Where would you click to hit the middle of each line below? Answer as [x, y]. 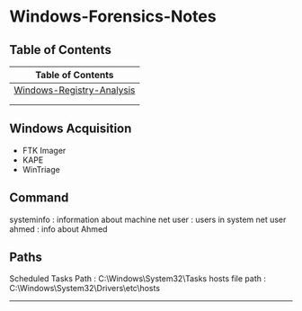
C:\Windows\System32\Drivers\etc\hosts [84, 289]
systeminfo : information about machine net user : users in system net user [148, 219]
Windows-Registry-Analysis [75, 90]
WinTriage [41, 169]
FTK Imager [44, 150]
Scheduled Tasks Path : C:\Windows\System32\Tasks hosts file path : [138, 279]
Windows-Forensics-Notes [113, 17]
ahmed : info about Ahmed [58, 229]
